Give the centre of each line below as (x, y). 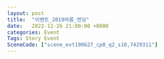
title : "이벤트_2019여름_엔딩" (48, 20)
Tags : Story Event (33, 39)
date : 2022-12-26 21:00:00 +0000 (58, 26)
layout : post (26, 13)
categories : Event (33, 32)
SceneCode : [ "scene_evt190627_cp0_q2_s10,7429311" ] (82, 45)
